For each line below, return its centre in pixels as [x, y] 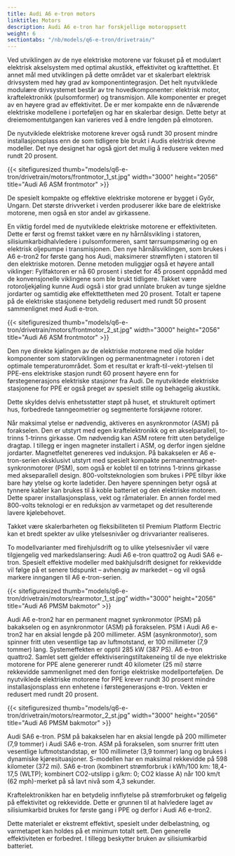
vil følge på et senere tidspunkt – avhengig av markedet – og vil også [106, 570]
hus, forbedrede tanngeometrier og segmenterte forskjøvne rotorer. [105, 409]
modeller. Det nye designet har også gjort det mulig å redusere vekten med [116, 148]
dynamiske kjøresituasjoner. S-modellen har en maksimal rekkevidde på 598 [117, 759]
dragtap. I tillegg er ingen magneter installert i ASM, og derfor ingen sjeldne [116, 446]
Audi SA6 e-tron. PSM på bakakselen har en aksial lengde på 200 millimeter [117, 736]
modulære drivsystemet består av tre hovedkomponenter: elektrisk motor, [114, 90]
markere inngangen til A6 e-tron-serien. [65, 577]
